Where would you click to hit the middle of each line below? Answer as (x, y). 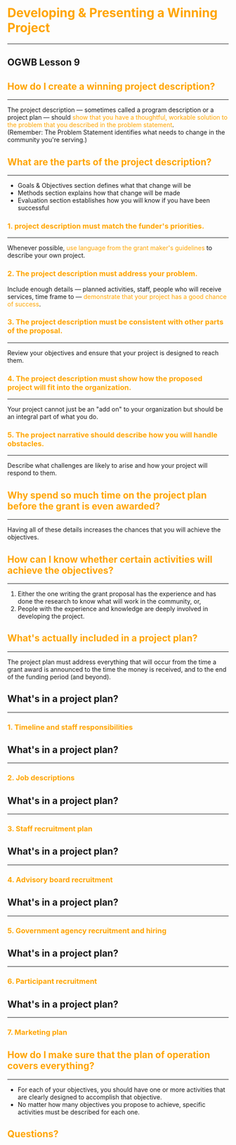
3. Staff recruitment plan (50, 829)
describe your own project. (46, 255)
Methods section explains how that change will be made (99, 193)
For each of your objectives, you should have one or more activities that (122, 1089)
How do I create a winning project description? (111, 86)
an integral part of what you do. (53, 417)
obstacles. (26, 444)
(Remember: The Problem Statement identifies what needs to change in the (116, 132)
